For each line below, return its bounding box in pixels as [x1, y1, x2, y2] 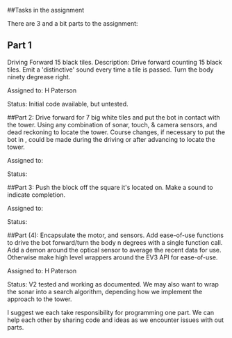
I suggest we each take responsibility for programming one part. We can [7, 308, 214, 316]
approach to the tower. [7, 295, 72, 303]
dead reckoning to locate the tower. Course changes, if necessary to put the [7, 128, 226, 136]
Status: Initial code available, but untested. [7, 99, 129, 108]
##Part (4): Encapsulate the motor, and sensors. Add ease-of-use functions [7, 231, 224, 239]
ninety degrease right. [7, 72, 71, 81]
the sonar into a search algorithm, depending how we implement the [7, 287, 203, 296]
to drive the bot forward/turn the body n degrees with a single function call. [7, 238, 223, 246]
